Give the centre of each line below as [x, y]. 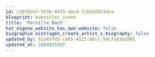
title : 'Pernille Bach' [36, 23]
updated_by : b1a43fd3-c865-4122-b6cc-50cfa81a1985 [71, 39]
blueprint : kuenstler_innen [41, 17]
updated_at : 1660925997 [36, 45]
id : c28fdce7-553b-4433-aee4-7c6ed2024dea [60, 12]
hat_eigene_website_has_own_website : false [61, 28]
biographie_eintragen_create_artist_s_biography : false [77, 34]
